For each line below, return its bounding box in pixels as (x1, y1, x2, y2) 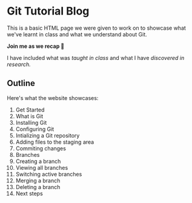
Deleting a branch (15, 183, 61, 190)
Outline (7, 78, 35, 88)
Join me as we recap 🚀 (7, 42, 65, 50)
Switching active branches (15, 170, 82, 178)
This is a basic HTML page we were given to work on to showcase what (7, 24, 187, 32)
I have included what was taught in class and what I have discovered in (7, 54, 185, 61)
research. (7, 61, 31, 68)
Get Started (15, 106, 45, 113)
